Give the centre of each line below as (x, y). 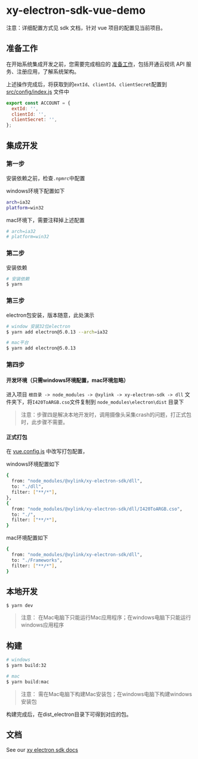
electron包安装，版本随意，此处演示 (50, 315)
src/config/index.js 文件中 (38, 92)
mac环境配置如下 (27, 538)
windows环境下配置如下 (35, 191)
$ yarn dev (20, 606)
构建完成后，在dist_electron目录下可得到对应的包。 (69, 714)
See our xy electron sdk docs (42, 749)
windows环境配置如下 (33, 464)
